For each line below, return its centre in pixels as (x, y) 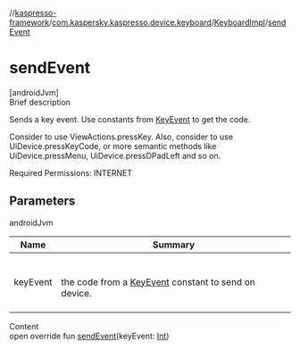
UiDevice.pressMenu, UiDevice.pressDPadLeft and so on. (115, 155)
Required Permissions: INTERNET (71, 172)
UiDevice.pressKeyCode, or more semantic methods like (113, 146)
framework (29, 22)
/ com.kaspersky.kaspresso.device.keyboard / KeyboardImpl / (158, 22)
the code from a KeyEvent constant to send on (158, 282)
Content (24, 326)
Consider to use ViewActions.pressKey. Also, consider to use (121, 137)
